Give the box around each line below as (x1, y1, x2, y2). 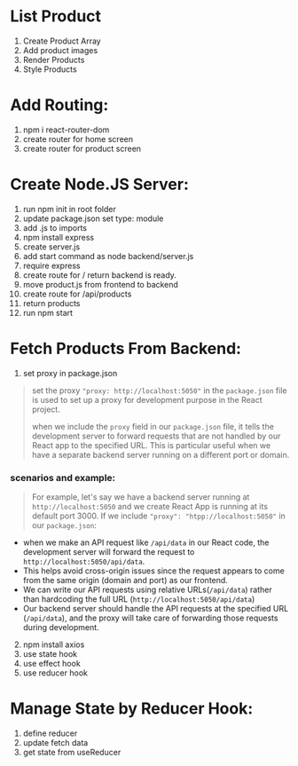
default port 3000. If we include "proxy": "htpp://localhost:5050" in (31, 510, 286, 521)
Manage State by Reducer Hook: (10, 699, 254, 719)
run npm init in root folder (22, 203, 116, 214)
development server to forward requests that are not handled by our (31, 430, 281, 441)
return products (22, 297, 81, 308)
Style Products (22, 64, 78, 75)
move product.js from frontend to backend (22, 279, 178, 289)
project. (31, 404, 60, 415)
